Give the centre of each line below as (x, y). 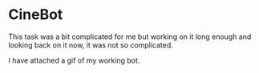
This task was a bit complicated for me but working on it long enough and (130, 36)
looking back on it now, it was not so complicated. (91, 44)
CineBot (36, 15)
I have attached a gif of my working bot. (74, 60)
